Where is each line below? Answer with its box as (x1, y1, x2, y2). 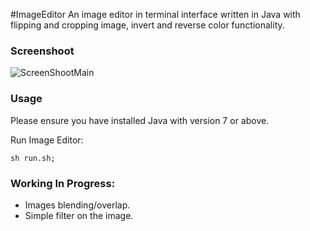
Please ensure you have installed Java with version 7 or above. (10, 114, 270, 126)
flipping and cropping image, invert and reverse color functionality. (10, 19, 285, 31)
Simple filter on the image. (24, 209, 134, 221)
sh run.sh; (10, 153, 56, 163)
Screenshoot (10, 44, 75, 58)
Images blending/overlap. (24, 199, 131, 211)
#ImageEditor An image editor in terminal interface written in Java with (10, 9, 301, 20)
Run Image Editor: (10, 134, 84, 146)
